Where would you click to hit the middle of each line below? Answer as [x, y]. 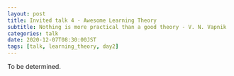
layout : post [27, 14]
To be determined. [34, 66]
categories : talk [33, 33]
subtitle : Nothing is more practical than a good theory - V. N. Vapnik [117, 27]
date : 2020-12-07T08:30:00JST [52, 40]
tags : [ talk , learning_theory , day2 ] [63, 46]
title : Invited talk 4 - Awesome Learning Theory [82, 20]
